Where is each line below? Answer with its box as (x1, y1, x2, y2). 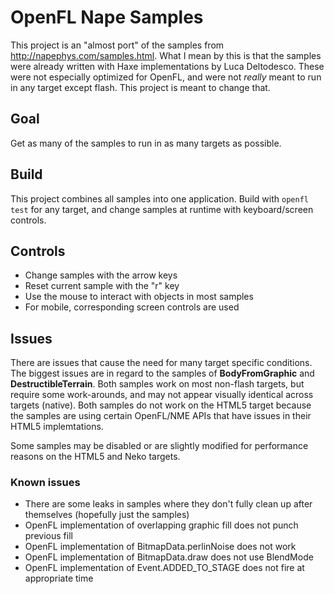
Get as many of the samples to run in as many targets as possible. (10, 137, 282, 149)
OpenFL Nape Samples (10, 6, 204, 29)
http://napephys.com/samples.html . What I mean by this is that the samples (10, 49, 322, 61)
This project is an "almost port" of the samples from (10, 39, 225, 51)
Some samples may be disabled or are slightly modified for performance (10, 440, 309, 452)
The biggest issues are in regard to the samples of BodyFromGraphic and (10, 367, 315, 380)
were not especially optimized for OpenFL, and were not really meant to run (10, 71, 322, 83)
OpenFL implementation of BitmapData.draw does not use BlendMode (24, 551, 314, 563)
